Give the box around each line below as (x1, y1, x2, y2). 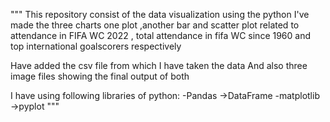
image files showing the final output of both (10, 70, 190, 82)
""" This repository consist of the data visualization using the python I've (10, 9, 310, 20)
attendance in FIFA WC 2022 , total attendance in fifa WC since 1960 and (10, 30, 312, 41)
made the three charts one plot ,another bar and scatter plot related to (10, 19, 300, 31)
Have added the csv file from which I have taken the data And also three (10, 60, 308, 71)
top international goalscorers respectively (10, 40, 182, 52)
